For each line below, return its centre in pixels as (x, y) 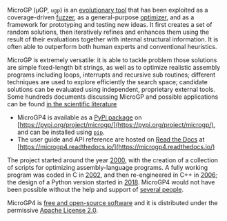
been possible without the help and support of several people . (96, 190)
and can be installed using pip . (61, 132)
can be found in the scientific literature (62, 104)
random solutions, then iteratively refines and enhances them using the (108, 32)
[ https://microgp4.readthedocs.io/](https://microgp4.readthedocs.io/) (116, 147)
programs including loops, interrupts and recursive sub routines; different (111, 75)
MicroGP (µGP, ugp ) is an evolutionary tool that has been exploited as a (108, 10)
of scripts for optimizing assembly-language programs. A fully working (108, 167)
